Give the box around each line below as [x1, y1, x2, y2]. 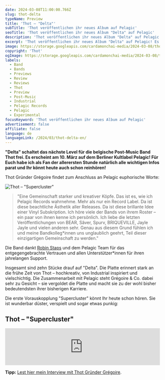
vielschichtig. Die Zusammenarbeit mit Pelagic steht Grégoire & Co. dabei [5, 276, 153, 281]
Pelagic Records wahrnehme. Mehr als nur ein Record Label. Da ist [17, 199, 152, 205]
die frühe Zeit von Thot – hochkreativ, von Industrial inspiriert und [5, 270, 137, 276]
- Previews [9, 71, 32, 76]
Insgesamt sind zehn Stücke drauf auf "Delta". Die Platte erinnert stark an [5, 265, 154, 271]
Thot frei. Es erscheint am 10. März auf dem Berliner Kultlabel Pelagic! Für [5, 154, 159, 160]
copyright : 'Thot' [5, 48, 43, 53]
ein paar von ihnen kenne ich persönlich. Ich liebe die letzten [17, 214, 140, 220]
